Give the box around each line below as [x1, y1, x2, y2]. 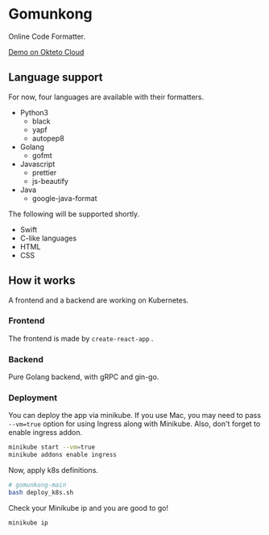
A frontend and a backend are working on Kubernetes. [8, 295, 189, 305]
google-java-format [31, 193, 98, 203]
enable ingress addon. [8, 428, 83, 437]
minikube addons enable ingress [8, 451, 117, 459]
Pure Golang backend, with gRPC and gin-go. [8, 372, 159, 382]
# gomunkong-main [8, 481, 67, 489]
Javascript [19, 159, 56, 169]
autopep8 [31, 133, 64, 143]
